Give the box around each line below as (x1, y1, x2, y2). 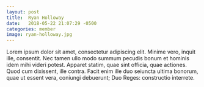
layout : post (6, 9, 40, 15)
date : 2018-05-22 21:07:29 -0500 (6, 20, 97, 26)
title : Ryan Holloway (6, 15, 64, 21)
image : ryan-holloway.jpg (6, 32, 72, 38)
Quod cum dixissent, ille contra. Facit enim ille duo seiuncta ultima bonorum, (6, 68, 199, 75)
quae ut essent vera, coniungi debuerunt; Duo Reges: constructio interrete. (6, 74, 195, 82)
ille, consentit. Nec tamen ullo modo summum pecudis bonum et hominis (6, 55, 189, 62)
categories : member (6, 26, 56, 32)
